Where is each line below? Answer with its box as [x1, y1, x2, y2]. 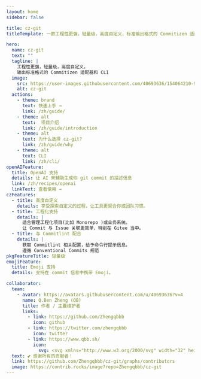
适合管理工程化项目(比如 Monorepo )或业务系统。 [22, 220, 130, 226]
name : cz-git [11, 47, 44, 53]
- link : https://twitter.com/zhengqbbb [28, 325, 127, 331]
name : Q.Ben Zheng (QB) [22, 297, 82, 303]
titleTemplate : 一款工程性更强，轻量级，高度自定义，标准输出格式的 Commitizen [6, 31, 187, 37]
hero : [6, 41, 20, 48]
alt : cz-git [17, 86, 47, 92]
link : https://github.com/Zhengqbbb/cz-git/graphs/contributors [11, 359, 175, 365]
